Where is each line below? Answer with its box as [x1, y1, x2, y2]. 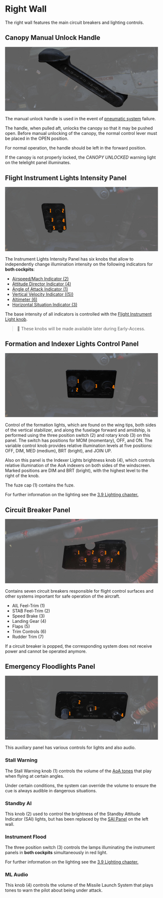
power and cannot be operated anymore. [5, 648, 87, 654]
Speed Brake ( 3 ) [12, 613, 45, 619]
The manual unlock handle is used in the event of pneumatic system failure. [5, 116, 156, 122]
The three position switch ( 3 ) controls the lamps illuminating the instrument [5, 844, 155, 850]
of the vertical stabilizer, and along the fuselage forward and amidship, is [5, 427, 151, 433]
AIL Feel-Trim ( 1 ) [12, 602, 45, 608]
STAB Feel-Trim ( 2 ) [12, 608, 50, 614]
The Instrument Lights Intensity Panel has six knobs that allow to [5, 256, 134, 262]
